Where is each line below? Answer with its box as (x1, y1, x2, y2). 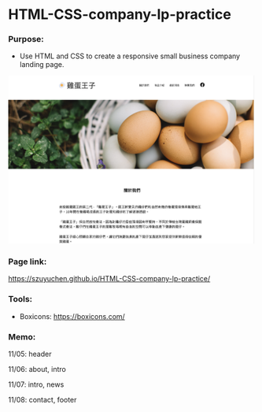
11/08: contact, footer (8, 395, 77, 405)
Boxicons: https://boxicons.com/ (19, 311, 126, 321)
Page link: (8, 256, 47, 267)
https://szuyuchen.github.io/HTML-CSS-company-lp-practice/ (8, 274, 211, 284)
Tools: (8, 294, 33, 305)
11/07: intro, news (8, 380, 65, 389)
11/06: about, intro (8, 365, 67, 374)
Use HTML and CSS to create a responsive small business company (19, 51, 241, 61)
